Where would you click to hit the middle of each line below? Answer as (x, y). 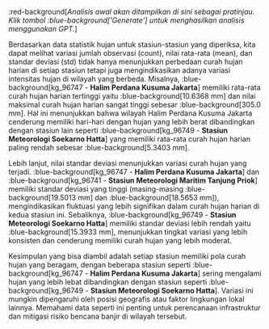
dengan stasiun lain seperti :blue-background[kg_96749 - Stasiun (118, 130)
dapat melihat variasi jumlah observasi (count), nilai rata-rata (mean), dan (130, 53)
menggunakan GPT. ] (43, 29)
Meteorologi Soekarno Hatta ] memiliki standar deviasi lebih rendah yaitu (130, 223)
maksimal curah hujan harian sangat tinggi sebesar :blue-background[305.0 (134, 105)
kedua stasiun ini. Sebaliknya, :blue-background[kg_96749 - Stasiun (122, 215)
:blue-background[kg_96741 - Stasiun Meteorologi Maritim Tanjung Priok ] (133, 180)
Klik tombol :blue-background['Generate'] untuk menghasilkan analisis (126, 20)
